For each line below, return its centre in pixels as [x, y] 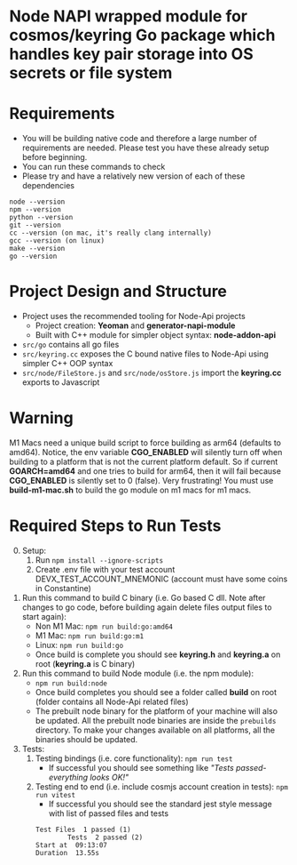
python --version [41, 218]
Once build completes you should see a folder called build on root [156, 692]
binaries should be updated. [86, 739]
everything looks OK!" [89, 777]
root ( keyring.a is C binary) [85, 663]
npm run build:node [71, 683]
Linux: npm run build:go [79, 645]
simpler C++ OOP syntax [67, 364]
